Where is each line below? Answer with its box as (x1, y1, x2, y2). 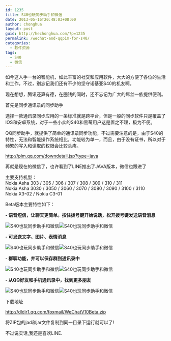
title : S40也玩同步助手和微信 (5, 12, 63, 17)
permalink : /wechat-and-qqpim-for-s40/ (5, 36, 90, 41)
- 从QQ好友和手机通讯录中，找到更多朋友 (5, 277, 92, 283)
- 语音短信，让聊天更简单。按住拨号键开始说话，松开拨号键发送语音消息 (5, 212, 156, 218)
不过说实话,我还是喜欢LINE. (5, 330, 63, 336)
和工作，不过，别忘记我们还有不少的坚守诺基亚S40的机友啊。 (5, 80, 134, 87)
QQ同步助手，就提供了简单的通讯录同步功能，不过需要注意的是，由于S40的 (5, 130, 164, 136)
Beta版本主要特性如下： (5, 202, 55, 208)
